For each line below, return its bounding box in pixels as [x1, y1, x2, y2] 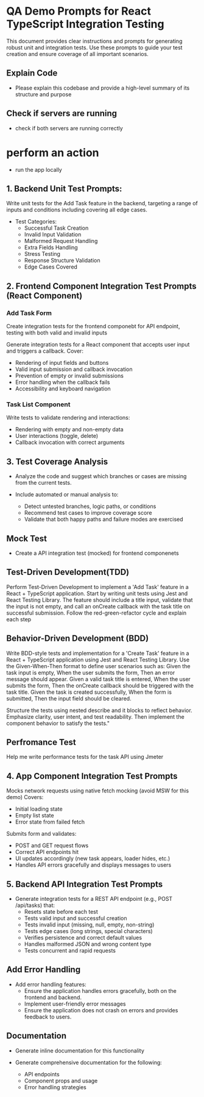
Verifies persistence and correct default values [24, 934, 142, 941]
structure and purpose [15, 90, 72, 98]
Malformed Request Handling [24, 238, 98, 245]
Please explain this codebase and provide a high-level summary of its [15, 84, 190, 91]
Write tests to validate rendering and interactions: [6, 414, 130, 422]
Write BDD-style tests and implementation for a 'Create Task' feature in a [6, 649, 189, 657]
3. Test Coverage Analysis [6, 456, 108, 467]
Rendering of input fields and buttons [15, 359, 109, 366]
